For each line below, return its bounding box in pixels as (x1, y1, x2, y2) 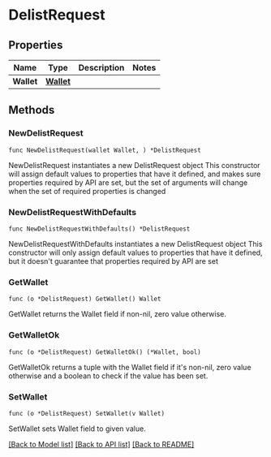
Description (78, 63, 125, 73)
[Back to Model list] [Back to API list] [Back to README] (8, 439, 195, 449)
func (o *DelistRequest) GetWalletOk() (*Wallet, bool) (8, 347, 201, 356)
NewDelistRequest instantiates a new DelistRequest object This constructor (8, 160, 261, 170)
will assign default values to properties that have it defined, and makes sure (8, 169, 261, 179)
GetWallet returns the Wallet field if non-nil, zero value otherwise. (8, 309, 227, 319)
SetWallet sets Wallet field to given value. (8, 424, 146, 433)
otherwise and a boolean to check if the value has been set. (8, 371, 209, 381)
